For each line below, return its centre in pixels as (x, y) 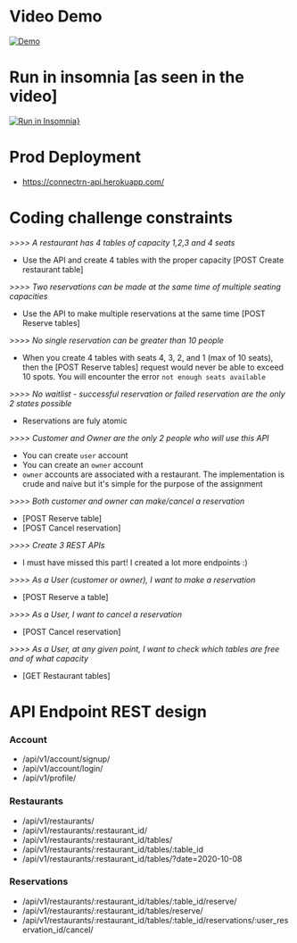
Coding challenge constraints (121, 218)
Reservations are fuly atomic (74, 421)
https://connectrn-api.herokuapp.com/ (93, 181)
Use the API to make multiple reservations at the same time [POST (144, 313)
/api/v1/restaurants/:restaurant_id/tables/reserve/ (112, 910)
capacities (29, 296)
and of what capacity (49, 658)
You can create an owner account (82, 464)
